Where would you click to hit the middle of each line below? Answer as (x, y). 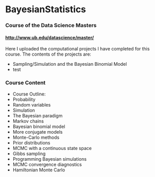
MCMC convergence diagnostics (47, 164)
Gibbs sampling (29, 154)
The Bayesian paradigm (37, 115)
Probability (24, 99)
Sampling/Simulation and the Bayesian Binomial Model (70, 64)
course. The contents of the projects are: (48, 54)
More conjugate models (37, 132)
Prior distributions (31, 143)
